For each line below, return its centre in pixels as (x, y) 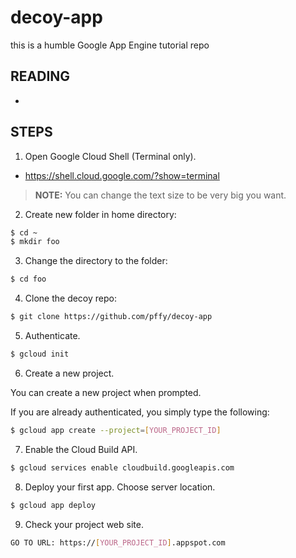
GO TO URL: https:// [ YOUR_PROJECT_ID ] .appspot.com (118, 542)
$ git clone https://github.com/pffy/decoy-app (111, 317)
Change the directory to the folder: (96, 261)
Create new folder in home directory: (100, 214)
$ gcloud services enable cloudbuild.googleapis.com (122, 467)
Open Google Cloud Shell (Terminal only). (110, 156)
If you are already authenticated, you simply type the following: (140, 412)
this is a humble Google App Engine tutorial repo (110, 45)
